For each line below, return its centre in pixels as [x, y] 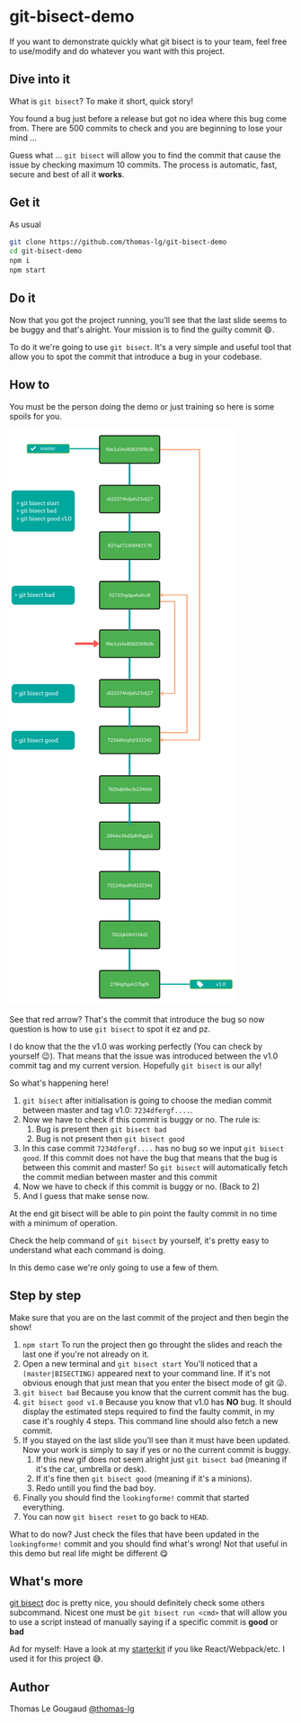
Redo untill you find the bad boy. [96, 1488]
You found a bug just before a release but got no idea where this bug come [148, 118]
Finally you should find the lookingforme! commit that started [136, 1497]
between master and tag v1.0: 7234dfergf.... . [107, 1110]
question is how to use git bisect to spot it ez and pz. [110, 1029]
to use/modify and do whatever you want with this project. [117, 50]
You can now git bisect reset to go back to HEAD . [115, 1516]
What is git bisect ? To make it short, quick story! [102, 101]
